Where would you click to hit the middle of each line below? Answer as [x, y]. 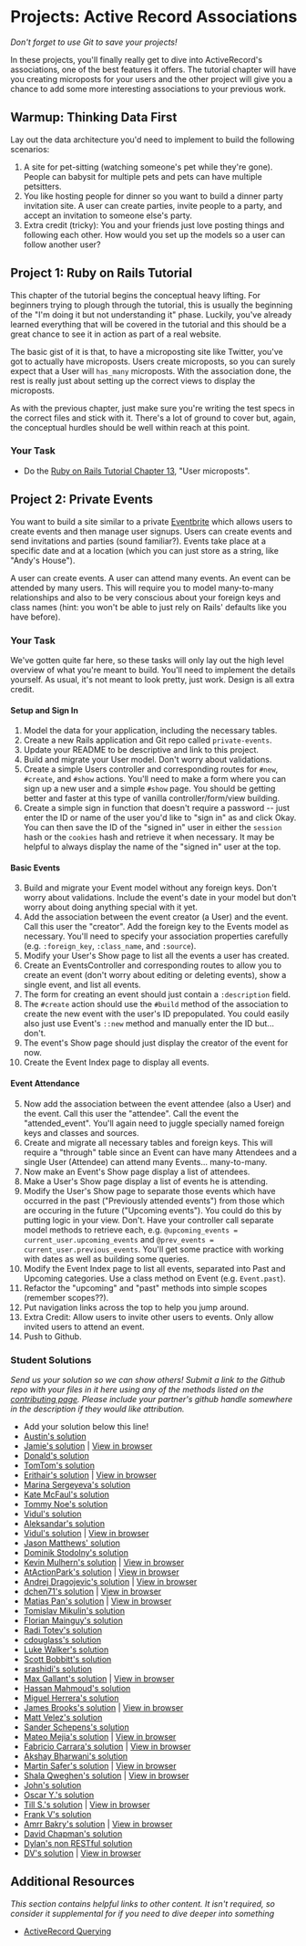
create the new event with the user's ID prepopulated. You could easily [156, 1014]
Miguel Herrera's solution [71, 1698]
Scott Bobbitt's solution [67, 1659]
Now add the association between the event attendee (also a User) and [157, 1103]
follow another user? [62, 245]
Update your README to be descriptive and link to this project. [141, 750]
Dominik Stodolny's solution [76, 1552]
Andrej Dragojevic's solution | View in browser [110, 1581]
